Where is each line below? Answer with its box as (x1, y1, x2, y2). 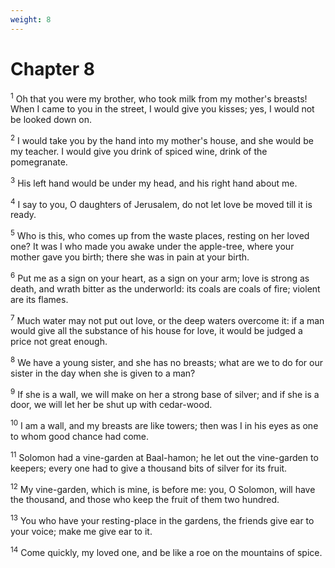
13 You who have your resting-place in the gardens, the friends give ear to (10, 513, 315, 527)
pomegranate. (10, 156, 68, 168)
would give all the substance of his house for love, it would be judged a (10, 325, 303, 337)
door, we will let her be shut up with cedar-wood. (10, 399, 213, 411)
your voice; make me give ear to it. (10, 526, 153, 538)
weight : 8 (10, 14, 52, 25)
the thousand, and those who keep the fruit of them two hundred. (10, 494, 280, 506)
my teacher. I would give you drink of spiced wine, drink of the (10, 145, 268, 157)
